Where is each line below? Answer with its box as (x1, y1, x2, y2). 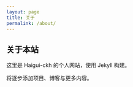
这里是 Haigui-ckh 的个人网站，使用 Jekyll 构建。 (6, 61, 131, 69)
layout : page (6, 9, 40, 15)
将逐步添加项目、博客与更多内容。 (6, 74, 93, 82)
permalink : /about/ (6, 20, 56, 26)
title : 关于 (6, 15, 35, 21)
